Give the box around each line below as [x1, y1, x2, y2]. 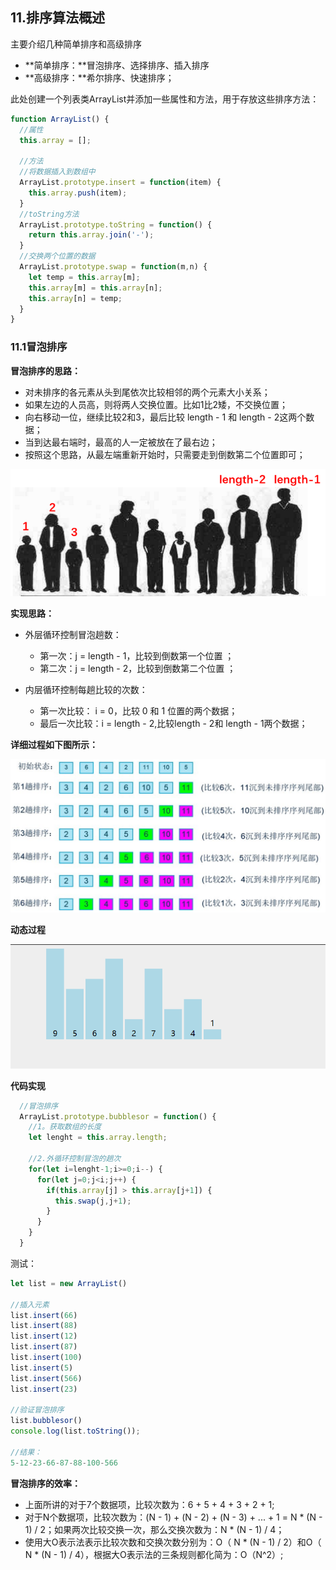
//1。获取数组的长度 [28, 1122, 102, 1132]
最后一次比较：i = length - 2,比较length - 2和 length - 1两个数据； [39, 718, 308, 730]
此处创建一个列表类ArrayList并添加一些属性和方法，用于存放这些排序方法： [10, 93, 320, 105]
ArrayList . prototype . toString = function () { [19, 219, 213, 230]
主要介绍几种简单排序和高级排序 [10, 38, 142, 50]
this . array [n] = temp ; [28, 293, 123, 303]
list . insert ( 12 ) [10, 1331, 78, 1342]
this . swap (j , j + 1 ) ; [54, 1196, 132, 1206]
